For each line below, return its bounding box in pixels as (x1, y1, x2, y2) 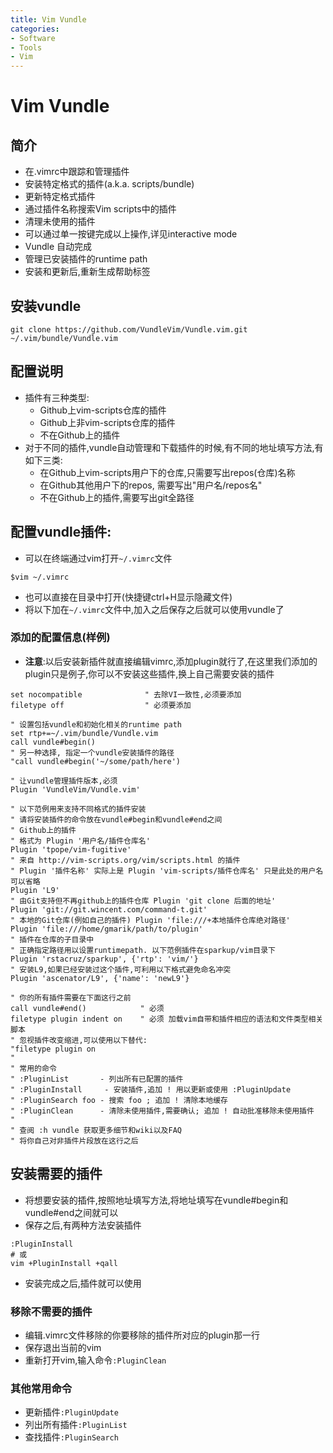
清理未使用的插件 (24, 216, 96, 228)
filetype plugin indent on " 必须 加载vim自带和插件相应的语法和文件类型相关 (10, 1014, 324, 1024)
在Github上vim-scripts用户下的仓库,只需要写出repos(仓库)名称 (39, 466, 296, 478)
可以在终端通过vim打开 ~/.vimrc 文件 (24, 552, 173, 564)
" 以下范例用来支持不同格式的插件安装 (10, 804, 147, 814)
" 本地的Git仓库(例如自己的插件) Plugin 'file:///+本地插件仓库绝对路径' (10, 915, 291, 925)
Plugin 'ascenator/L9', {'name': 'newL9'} (10, 973, 190, 983)
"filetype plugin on (10, 1044, 97, 1054)
